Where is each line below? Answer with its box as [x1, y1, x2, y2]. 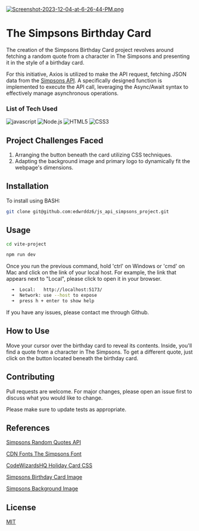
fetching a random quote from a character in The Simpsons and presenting [6, 53, 190, 60]
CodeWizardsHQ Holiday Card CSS [6, 462, 92, 469]
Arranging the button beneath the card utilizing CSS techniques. [14, 151, 173, 158]
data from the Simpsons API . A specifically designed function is [6, 76, 163, 84]
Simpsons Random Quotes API [6, 439, 82, 446]
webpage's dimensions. [14, 164, 73, 171]
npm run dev [6, 251, 36, 258]
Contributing [6, 372, 55, 382]
